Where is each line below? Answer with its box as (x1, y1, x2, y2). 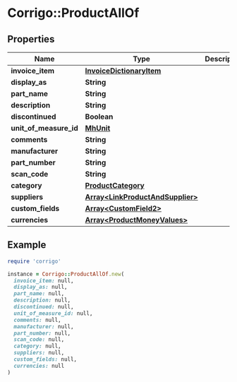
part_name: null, (13, 290, 65, 297)
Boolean (85, 112, 114, 121)
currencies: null (13, 362, 65, 369)
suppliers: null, (13, 350, 65, 357)
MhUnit (85, 124, 111, 133)
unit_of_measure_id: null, (13, 309, 93, 317)
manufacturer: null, (13, 323, 74, 330)
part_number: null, (13, 330, 71, 337)
